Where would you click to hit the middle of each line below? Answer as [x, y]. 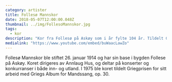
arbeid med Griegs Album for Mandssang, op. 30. [58, 74]
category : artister [26, 10]
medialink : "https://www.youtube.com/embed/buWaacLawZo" [67, 43]
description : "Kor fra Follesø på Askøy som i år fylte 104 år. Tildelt [84, 39]
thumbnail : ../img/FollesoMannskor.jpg [48, 24]
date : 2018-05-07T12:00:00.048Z [40, 19]
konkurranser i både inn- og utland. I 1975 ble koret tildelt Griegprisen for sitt [86, 68]
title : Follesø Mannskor [32, 15]
